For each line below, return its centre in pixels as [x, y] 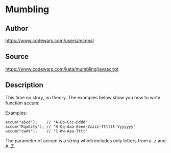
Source [17, 57]
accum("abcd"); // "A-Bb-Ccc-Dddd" [46, 122]
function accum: [22, 103]
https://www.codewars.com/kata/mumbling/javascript [62, 69]
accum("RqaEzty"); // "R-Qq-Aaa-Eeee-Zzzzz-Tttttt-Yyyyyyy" [71, 126]
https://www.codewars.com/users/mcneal [50, 40]
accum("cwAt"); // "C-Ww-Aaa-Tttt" [46, 131]
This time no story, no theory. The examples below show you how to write [83, 97]
